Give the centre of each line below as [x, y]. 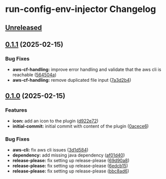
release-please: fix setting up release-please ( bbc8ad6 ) [70, 171]
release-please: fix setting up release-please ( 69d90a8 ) [71, 161]
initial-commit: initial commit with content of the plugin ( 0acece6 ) [80, 126]
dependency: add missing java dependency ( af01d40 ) [68, 155]
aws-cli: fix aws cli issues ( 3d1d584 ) [50, 150]
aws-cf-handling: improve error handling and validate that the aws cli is [87, 70]
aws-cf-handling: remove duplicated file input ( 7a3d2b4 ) [72, 80]
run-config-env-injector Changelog [81, 9]
